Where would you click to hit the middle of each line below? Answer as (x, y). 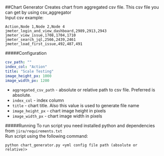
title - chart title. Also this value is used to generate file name (76, 106)
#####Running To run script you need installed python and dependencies (80, 126)
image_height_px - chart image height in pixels (59, 111)
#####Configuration (26, 53)
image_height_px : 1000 (28, 76)
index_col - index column (38, 100)
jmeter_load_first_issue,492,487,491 (44, 44)
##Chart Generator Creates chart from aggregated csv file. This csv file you (82, 7)
